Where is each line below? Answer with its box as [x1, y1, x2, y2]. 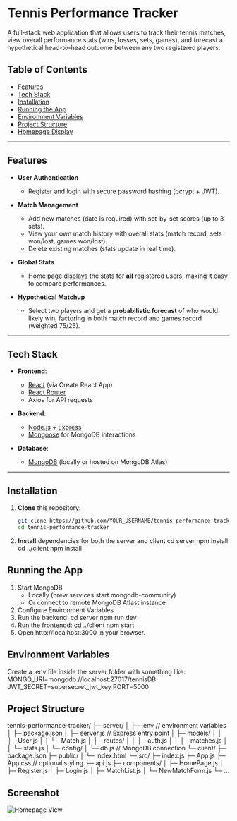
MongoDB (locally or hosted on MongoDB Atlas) [28, 458, 168, 466]
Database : [17, 444, 49, 453]
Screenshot [7, 786, 60, 798]
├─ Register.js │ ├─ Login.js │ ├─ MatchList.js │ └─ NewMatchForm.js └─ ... [7, 767, 230, 775]
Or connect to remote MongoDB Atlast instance [28, 598, 166, 607]
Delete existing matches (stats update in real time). [28, 244, 176, 253]
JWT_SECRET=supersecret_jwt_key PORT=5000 [7, 682, 150, 691]
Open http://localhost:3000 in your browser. [17, 628, 146, 636]
